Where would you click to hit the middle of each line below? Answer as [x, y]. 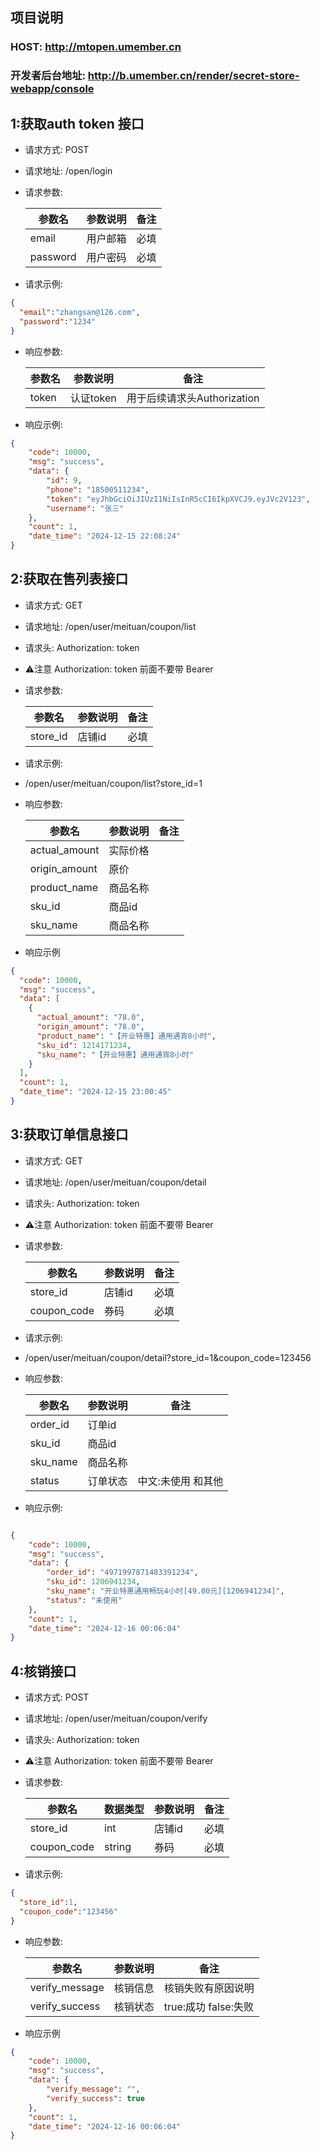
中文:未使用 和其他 [180, 1481]
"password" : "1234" [58, 321]
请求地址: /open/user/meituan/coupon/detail [115, 1182]
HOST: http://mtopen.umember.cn [96, 47]
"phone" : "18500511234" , [98, 489]
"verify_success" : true [95, 2098]
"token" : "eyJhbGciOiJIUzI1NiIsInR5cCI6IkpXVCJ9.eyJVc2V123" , [178, 499]
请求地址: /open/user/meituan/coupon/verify [116, 1719]
